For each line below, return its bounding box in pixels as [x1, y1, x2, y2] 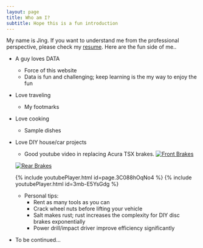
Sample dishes [24, 127, 61, 134]
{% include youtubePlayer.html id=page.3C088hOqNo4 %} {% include [15, 174, 193, 181]
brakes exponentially [33, 218, 86, 226]
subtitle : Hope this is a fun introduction [6, 20, 119, 26]
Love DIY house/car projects [15, 139, 87, 146]
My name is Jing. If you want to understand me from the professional [6, 37, 179, 44]
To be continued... [15, 236, 61, 244]
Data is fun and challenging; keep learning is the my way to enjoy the [24, 74, 198, 81]
